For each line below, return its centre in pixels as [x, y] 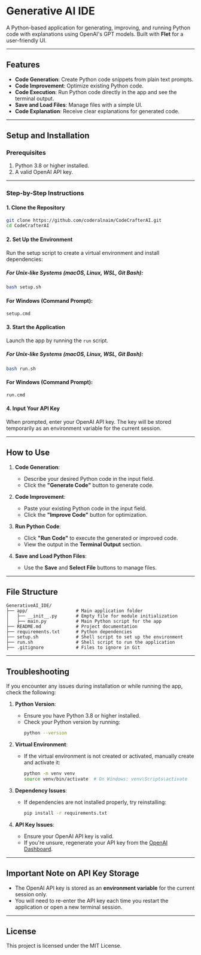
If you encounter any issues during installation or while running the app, [95, 686]
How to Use [28, 453]
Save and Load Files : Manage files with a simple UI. [79, 105]
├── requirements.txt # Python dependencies [69, 632]
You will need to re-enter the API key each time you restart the [92, 900]
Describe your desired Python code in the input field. [89, 478]
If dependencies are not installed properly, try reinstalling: [95, 802]
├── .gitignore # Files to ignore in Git [73, 648]
